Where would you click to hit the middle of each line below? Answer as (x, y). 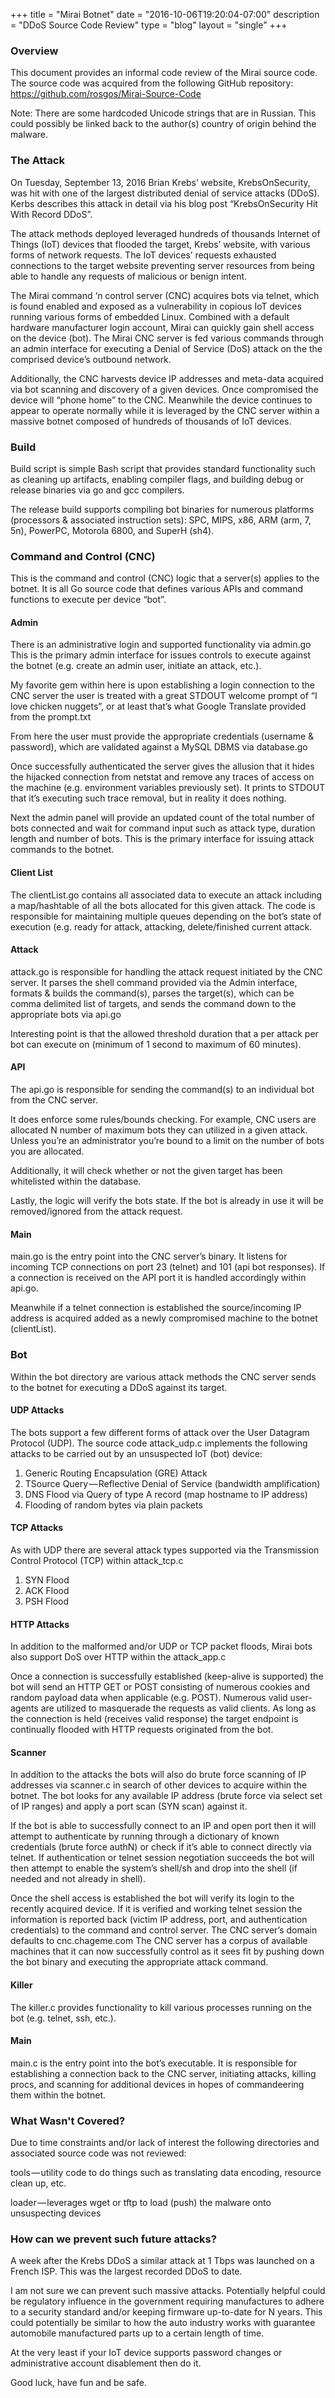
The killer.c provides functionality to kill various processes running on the (161, 2007)
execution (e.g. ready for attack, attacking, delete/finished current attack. (161, 926)
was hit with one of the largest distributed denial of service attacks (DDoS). (165, 193)
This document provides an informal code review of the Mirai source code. (164, 73)
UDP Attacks (37, 1410)
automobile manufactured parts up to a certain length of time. (137, 2333)
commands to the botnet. (62, 850)
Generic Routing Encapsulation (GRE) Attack (116, 1473)
